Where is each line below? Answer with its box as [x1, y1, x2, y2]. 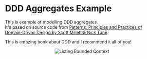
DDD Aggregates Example [5, 3, 112, 14]
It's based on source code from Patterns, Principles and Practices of [5, 24, 143, 30]
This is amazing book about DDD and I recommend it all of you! [5, 39, 132, 44]
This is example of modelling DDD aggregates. [5, 19, 98, 25]
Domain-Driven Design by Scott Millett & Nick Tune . [5, 29, 109, 35]
